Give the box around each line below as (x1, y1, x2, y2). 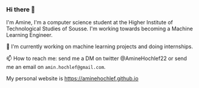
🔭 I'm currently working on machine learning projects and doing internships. (6, 43, 193, 50)
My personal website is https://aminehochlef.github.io (6, 75, 139, 82)
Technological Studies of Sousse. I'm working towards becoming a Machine (6, 25, 193, 32)
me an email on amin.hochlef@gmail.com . (6, 64, 106, 71)
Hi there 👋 (6, 5, 36, 14)
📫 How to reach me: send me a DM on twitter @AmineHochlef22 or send (6, 55, 187, 62)
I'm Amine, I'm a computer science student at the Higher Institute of (6, 19, 173, 26)
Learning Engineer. (6, 32, 53, 39)
